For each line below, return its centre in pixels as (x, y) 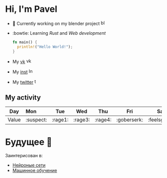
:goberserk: (129, 120)
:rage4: (103, 120)
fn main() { (25, 42)
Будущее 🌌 (29, 142)
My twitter (23, 82)
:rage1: (60, 120)
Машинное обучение (35, 171)
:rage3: (82, 120)
